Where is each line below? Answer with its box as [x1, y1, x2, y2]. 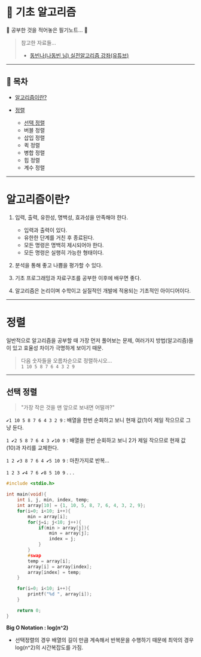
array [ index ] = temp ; [28, 569, 82, 575]
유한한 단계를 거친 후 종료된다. [23, 234, 95, 241]
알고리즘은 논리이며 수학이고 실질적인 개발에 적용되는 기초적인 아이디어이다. [14, 287, 191, 294]
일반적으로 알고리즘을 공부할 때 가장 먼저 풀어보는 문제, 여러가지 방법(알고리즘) [6, 336, 189, 344]
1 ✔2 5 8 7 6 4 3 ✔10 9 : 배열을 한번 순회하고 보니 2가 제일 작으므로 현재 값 [6, 437, 186, 444]
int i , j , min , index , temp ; [17, 497, 90, 503]
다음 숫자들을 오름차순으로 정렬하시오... [20, 357, 112, 364]
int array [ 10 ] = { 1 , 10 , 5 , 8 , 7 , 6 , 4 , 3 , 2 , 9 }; [17, 503, 146, 509]
